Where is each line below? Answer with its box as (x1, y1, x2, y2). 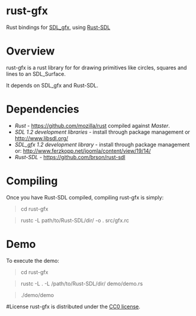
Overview (6, 44, 55, 58)
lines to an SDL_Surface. (6, 70, 66, 78)
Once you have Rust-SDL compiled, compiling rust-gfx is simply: (6, 194, 164, 201)
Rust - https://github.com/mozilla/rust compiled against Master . (14, 122, 171, 129)
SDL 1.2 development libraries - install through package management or (14, 128, 191, 136)
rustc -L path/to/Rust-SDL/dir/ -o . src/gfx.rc (20, 217, 129, 224)
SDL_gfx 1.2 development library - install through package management (14, 141, 190, 148)
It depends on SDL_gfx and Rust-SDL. (6, 82, 99, 89)
